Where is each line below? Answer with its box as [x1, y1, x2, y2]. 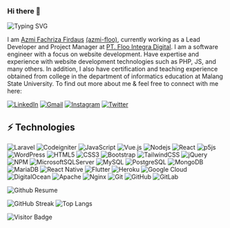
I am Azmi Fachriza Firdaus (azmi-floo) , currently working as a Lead [7, 35, 200, 44]
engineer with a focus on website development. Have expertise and [7, 50, 199, 58]
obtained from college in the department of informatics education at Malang [7, 72, 223, 80]
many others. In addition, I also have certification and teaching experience [7, 65, 218, 73]
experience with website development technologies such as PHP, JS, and [7, 58, 216, 66]
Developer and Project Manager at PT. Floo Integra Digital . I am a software [7, 43, 219, 51]
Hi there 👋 [7, 6, 41, 16]
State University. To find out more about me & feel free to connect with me [7, 80, 219, 88]
